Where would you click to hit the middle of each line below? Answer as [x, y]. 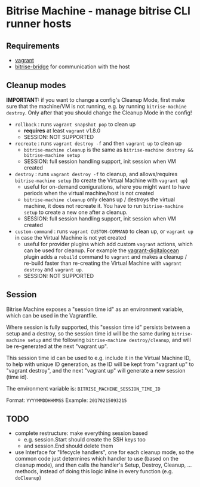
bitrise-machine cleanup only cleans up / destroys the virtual [99, 199]
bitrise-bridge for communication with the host [72, 66]
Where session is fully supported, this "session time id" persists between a [98, 327]
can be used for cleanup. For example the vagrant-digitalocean [101, 250]
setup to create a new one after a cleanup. [76, 212]
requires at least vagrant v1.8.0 [62, 131]
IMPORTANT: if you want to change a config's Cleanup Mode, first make [96, 99]
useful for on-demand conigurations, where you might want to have [107, 186]
